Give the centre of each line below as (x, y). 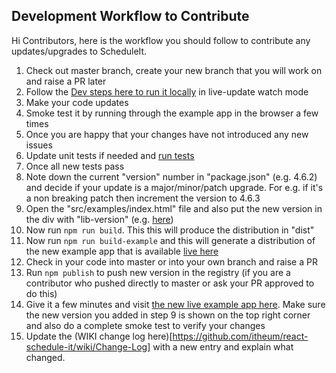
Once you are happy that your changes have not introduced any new (167, 134)
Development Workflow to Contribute (130, 16)
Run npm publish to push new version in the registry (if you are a (158, 272)
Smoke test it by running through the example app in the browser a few (172, 113)
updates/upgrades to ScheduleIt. (79, 51)
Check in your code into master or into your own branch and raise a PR (171, 261)
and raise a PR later (66, 81)
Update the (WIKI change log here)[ (99, 336)
